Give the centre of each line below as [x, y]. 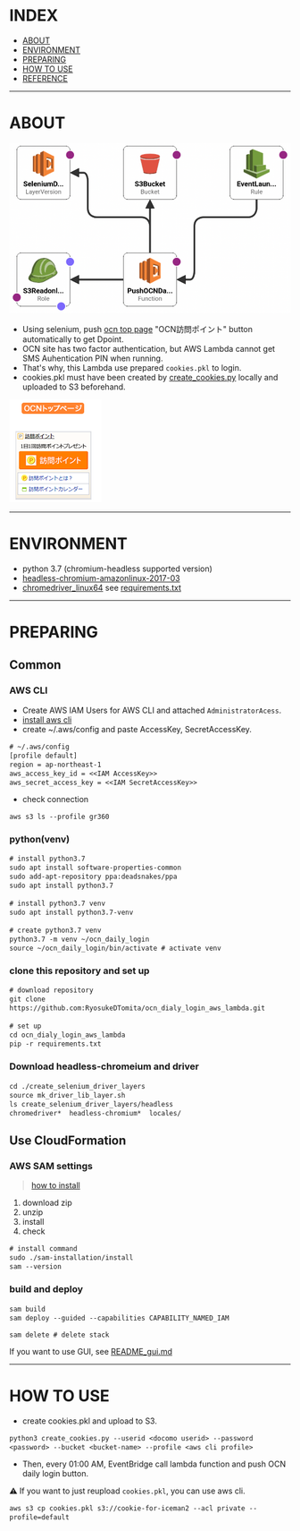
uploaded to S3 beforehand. [74, 387]
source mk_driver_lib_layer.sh [67, 1095]
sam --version [36, 1267]
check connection [55, 799]
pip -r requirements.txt [55, 1044]
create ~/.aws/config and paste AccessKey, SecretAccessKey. [137, 729]
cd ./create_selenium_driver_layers [77, 1086]
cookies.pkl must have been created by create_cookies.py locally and [150, 377]
